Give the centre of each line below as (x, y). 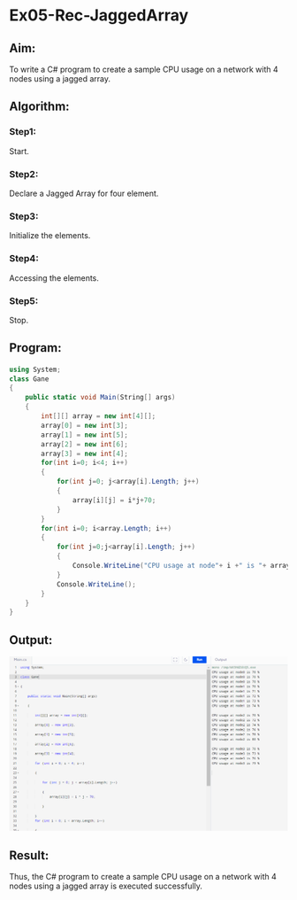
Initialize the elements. (50, 236)
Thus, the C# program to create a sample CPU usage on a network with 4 (143, 877)
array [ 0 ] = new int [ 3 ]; (84, 425)
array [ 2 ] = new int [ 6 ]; (84, 444)
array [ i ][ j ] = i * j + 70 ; (114, 500)
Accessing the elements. (54, 278)
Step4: (24, 259)
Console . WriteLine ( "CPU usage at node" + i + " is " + (169, 566)
